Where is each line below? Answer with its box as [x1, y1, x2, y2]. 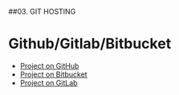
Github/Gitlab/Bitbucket [8, 35, 172, 53]
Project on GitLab [19, 77, 78, 87]
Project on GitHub [19, 61, 79, 70]
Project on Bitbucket [19, 69, 87, 79]
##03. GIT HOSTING [8, 7, 76, 16]
